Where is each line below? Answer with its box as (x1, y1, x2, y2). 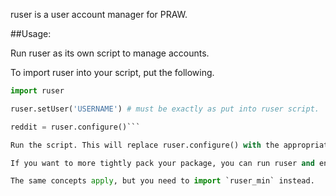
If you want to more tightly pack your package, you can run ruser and (10, 158, 315, 168)
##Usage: (10, 28, 52, 39)
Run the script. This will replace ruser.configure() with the (10, 140, 280, 150)
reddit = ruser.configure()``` (10, 122, 141, 132)
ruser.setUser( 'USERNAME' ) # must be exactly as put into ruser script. (10, 104, 320, 114)
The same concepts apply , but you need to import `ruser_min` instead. (10, 176, 315, 186)
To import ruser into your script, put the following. (10, 67, 215, 78)
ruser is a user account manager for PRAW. (10, 9, 188, 20)
